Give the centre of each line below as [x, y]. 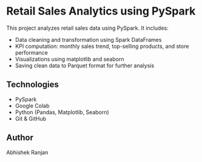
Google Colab [32, 106]
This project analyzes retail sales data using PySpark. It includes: [87, 28]
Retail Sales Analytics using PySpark [101, 11]
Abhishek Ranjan [27, 152]
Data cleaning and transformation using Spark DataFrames [88, 39]
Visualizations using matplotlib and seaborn [69, 59]
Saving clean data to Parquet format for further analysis [85, 66]
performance [32, 52]
